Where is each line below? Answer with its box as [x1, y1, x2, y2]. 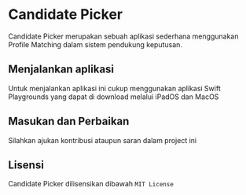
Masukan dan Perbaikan [8, 115, 130, 128]
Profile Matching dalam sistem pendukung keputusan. [8, 39, 183, 49]
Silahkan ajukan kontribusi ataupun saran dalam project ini [8, 135, 197, 145]
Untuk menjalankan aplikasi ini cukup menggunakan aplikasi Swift [8, 83, 222, 93]
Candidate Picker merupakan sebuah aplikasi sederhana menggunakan [8, 31, 239, 41]
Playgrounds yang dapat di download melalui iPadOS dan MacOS [8, 92, 219, 101]
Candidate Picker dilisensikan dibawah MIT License [8, 179, 174, 189]
